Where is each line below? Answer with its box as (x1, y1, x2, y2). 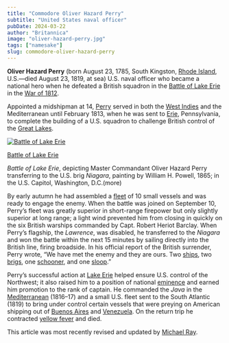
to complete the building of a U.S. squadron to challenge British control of (7, 117, 215, 125)
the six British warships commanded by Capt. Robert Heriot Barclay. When (7, 221, 217, 229)
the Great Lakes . (7, 124, 53, 132)
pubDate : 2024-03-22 (7, 23, 67, 29)
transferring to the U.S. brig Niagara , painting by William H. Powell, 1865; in (7, 171, 219, 179)
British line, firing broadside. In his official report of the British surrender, (7, 243, 212, 251)
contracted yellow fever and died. (7, 314, 102, 322)
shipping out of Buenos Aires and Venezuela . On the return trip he (7, 307, 193, 316)
